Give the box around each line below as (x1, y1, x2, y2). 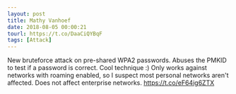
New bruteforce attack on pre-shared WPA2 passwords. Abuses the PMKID (7, 56, 228, 64)
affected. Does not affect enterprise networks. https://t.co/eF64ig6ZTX (7, 78, 215, 87)
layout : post (7, 10, 46, 18)
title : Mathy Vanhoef (7, 17, 71, 24)
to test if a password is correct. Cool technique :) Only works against (7, 64, 207, 72)
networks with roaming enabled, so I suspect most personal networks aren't (7, 71, 229, 80)
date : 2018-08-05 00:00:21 (7, 23, 87, 30)
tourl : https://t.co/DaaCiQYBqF (7, 30, 102, 37)
